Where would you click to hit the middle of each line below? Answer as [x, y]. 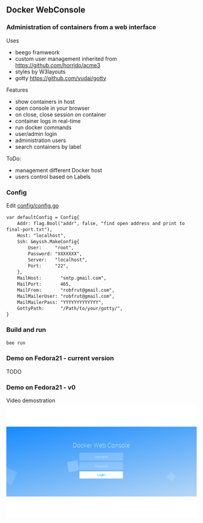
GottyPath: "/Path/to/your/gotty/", [70, 308]
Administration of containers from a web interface [81, 27]
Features [17, 90]
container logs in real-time [48, 121]
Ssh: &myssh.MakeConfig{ [48, 241]
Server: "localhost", [58, 260]
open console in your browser [52, 108]
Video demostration [31, 400]
